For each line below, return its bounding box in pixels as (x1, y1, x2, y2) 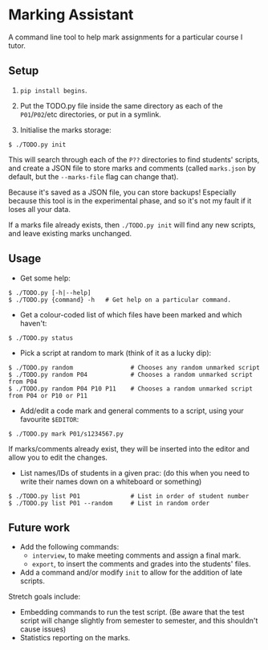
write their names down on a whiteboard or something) (19, 476, 202, 486)
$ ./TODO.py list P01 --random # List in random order (8, 499, 210, 507)
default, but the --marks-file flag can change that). (8, 171, 179, 182)
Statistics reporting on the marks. (19, 633, 131, 643)
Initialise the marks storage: (19, 125, 112, 134)
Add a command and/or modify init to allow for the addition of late (19, 568, 243, 578)
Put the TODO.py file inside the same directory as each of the (19, 100, 223, 110)
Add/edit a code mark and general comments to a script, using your (19, 406, 245, 415)
